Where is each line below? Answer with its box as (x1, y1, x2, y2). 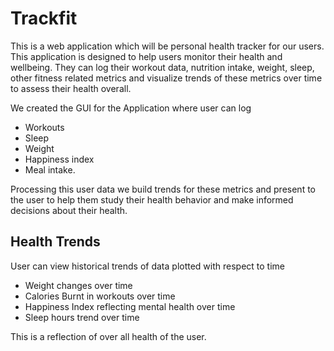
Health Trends (10, 233, 101, 251)
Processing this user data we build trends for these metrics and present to (10, 183, 316, 195)
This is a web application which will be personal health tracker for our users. (10, 40, 325, 52)
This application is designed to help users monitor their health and (10, 50, 283, 62)
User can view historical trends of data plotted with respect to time (10, 260, 286, 272)
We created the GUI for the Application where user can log (10, 102, 252, 114)
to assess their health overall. (10, 82, 132, 94)
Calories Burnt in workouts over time (24, 290, 176, 302)
